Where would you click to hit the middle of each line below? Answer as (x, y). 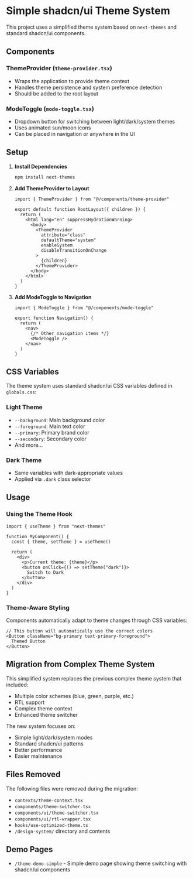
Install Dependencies (41, 166)
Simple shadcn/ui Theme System (88, 11)
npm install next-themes (45, 177)
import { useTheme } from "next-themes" (56, 526)
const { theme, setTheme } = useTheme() (61, 542)
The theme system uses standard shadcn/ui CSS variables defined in (89, 386)
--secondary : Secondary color (50, 439)
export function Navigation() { (54, 318)
